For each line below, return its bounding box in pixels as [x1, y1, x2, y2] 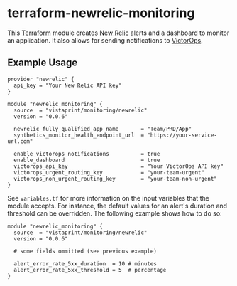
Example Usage [7, 57, 78, 69]
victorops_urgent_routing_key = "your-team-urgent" [13, 169, 204, 176]
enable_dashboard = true [13, 157, 160, 164]
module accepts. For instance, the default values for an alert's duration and [7, 201, 228, 210]
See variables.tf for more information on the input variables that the [7, 194, 209, 202]
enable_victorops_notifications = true [13, 150, 160, 157]
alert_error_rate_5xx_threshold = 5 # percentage [13, 266, 167, 273]
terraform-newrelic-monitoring [7, 5, 195, 21]
